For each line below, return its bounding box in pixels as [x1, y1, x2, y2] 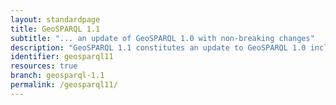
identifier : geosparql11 [10, 52, 114, 62]
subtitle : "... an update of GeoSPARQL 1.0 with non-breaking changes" [10, 33, 315, 43]
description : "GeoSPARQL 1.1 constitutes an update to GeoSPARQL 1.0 [10, 42, 307, 53]
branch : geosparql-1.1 [10, 71, 105, 81]
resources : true [10, 61, 78, 71]
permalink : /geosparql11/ [10, 80, 118, 90]
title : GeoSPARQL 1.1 [10, 24, 101, 34]
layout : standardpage [10, 14, 101, 25]
